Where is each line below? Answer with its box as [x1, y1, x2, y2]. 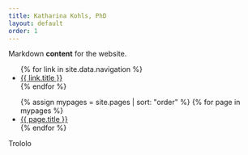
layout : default [8, 19, 63, 27]
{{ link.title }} [19, 73, 63, 83]
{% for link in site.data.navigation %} [19, 65, 143, 74]
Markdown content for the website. [8, 49, 127, 59]
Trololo [8, 139, 32, 149]
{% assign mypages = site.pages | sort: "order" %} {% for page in [19, 98, 241, 107]
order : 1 [8, 27, 38, 35]
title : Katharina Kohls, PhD [8, 11, 107, 20]
